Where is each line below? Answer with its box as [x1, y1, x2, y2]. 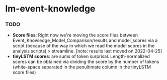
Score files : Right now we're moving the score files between [12, 32, 138, 38]
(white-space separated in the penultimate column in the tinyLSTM [12, 64, 151, 70]
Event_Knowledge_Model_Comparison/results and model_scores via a [12, 37, 158, 43]
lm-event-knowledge [5, 3, 96, 14]
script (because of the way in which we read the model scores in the [12, 43, 155, 49]
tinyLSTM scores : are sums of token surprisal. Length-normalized [12, 53, 150, 59]
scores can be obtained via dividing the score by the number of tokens [12, 58, 159, 65]
